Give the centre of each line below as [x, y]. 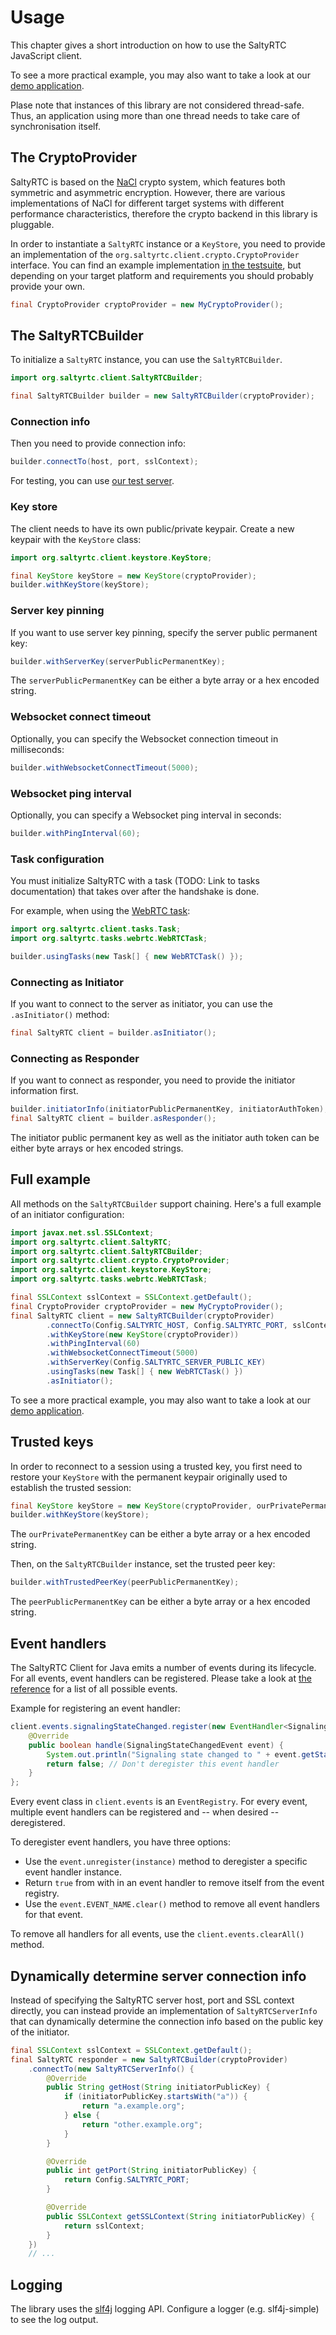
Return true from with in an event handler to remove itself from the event [174, 1883]
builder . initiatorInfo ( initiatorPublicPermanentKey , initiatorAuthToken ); [169, 1109]
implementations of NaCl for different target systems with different [147, 203]
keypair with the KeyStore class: [76, 539]
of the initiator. [40, 2032]
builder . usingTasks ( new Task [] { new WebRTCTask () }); [127, 956]
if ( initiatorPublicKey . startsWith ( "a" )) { [155, 2097]
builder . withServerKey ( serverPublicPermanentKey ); [118, 661]
